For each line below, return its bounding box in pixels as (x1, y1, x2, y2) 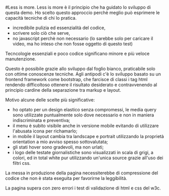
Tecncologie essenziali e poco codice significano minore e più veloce (5, 50, 150, 56)
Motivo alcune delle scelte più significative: (5, 97, 95, 103)
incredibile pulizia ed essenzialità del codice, (12, 25, 106, 31)
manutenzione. (5, 56, 36, 62)
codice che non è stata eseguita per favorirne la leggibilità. (5, 175, 128, 181)
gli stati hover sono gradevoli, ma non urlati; (12, 144, 104, 150)
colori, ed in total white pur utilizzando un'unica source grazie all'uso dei (12, 155, 163, 161)
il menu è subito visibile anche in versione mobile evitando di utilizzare (12, 123, 159, 128)
